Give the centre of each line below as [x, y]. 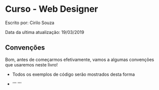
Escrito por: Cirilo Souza [30, 23]
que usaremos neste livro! [32, 64]
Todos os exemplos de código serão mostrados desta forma [73, 74]
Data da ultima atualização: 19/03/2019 [45, 32]
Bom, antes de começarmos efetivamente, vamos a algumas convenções [80, 60]
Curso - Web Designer [52, 9]
